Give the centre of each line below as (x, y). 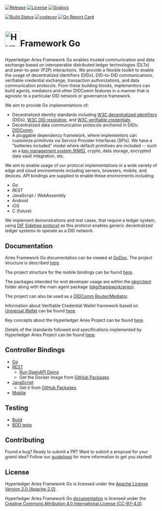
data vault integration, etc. (38, 156)
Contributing (25, 440)
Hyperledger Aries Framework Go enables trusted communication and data (80, 60)
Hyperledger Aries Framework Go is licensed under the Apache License (77, 484)
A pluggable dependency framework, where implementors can (74, 136)
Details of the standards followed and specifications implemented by (73, 330)
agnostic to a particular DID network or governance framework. (68, 96)
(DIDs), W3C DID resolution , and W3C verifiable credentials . (72, 120)
